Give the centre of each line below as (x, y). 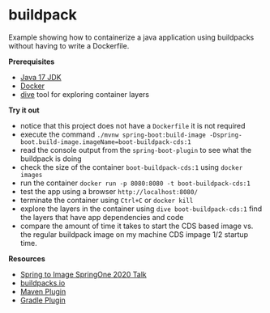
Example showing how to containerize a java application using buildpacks (131, 37)
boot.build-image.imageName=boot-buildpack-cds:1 (106, 142)
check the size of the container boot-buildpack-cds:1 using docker (131, 167)
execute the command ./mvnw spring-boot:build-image (113, 134)
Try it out (24, 110)
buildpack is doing (51, 159)
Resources (27, 258)
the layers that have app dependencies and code (102, 217)
